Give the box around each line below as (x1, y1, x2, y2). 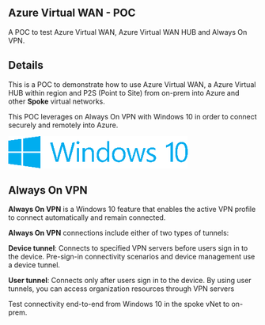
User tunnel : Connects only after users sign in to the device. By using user (8, 276, 252, 285)
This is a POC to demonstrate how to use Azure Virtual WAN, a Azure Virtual (8, 79, 256, 89)
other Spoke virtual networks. (8, 96, 105, 106)
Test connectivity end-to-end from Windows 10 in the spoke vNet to (8, 300, 230, 309)
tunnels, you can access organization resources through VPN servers (8, 284, 235, 293)
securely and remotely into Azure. (8, 120, 119, 130)
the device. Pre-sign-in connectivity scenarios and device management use (8, 252, 256, 262)
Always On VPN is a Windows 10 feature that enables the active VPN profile (8, 205, 256, 214)
